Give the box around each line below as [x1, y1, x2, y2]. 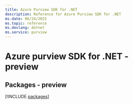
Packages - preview [5, 81, 67, 89]
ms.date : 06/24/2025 [5, 16, 47, 21]
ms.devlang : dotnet [5, 25, 45, 30]
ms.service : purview [5, 30, 47, 35]
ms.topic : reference [5, 21, 47, 26]
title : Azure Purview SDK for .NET [5, 7, 78, 12]
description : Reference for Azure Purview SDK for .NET [5, 12, 121, 17]
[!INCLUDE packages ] [5, 94, 49, 99]
